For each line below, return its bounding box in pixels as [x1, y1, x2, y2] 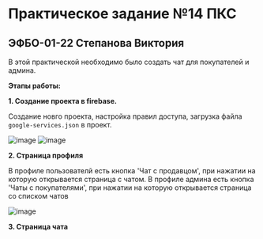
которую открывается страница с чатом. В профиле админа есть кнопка [8, 175, 254, 184]
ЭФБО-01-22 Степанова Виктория [8, 36, 184, 50]
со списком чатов [8, 192, 69, 200]
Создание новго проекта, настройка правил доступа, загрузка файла [8, 112, 242, 121]
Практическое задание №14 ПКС [8, 5, 237, 23]
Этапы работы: [8, 81, 62, 90]
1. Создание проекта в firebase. [8, 97, 117, 105]
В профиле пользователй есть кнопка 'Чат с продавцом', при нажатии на [8, 166, 256, 175]
